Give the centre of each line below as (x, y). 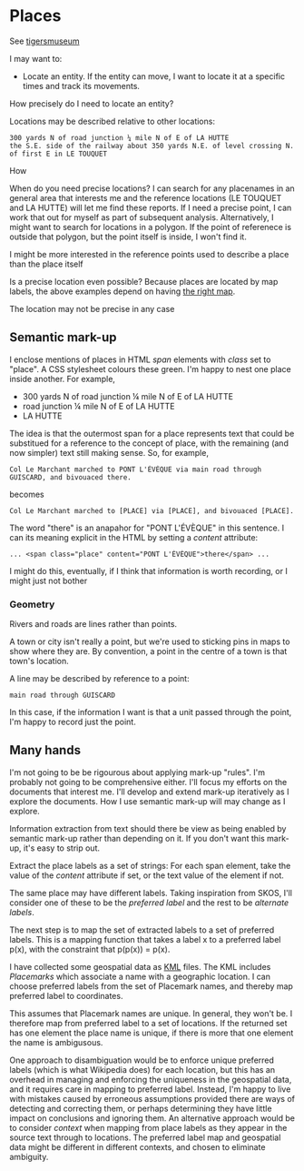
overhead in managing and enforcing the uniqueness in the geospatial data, (151, 1079)
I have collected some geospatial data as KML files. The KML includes (140, 966)
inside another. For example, (63, 379)
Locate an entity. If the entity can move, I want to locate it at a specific (154, 76)
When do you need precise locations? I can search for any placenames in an (152, 188)
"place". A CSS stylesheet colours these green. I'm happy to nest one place (151, 368)
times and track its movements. (81, 86)
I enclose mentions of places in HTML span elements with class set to (140, 359)
